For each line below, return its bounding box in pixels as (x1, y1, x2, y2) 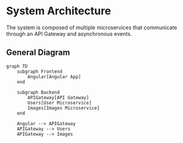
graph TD (6, 63, 28, 69)
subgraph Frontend (17, 69, 63, 74)
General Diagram (6, 48, 70, 58)
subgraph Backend (17, 89, 60, 95)
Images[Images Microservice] (27, 105, 100, 111)
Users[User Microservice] (27, 100, 92, 105)
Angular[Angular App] (27, 73, 82, 80)
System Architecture (6, 4, 111, 18)
